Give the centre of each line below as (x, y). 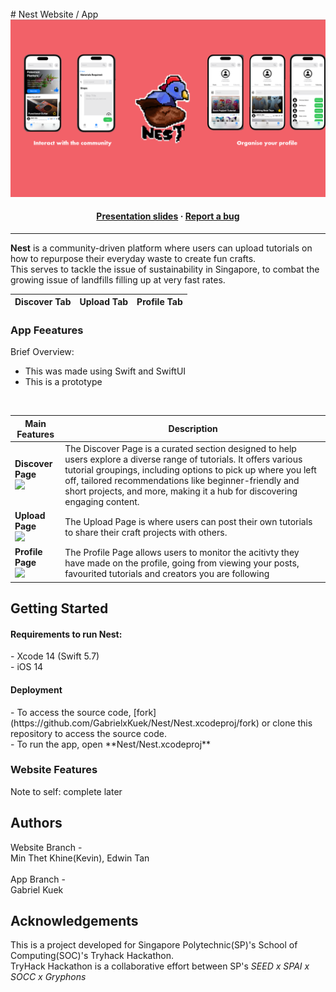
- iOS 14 (27, 667)
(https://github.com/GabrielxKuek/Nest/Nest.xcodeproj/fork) (135, 723)
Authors (36, 823)
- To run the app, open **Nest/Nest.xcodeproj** (111, 744)
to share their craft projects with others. (146, 532)
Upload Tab (104, 302)
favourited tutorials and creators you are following (167, 574)
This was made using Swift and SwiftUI (105, 371)
